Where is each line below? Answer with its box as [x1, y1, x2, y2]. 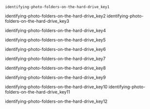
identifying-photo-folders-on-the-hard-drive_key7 [5, 56, 106, 62]
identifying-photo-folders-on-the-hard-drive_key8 [5, 65, 106, 71]
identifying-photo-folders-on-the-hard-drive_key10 [5, 84, 108, 90]
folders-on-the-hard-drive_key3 [5, 18, 69, 24]
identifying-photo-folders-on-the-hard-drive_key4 [5, 28, 106, 33]
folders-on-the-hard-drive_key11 [5, 89, 70, 94]
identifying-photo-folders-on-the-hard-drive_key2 [5, 13, 106, 19]
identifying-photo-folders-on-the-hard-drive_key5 [5, 37, 106, 43]
